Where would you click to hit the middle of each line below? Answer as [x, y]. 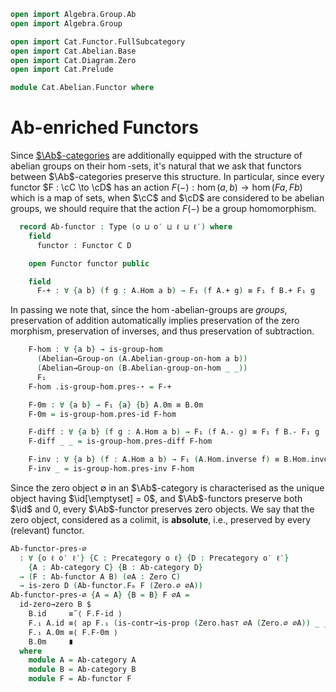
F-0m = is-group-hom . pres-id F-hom [102, 414]
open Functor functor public [89, 263]
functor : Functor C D [84, 245]
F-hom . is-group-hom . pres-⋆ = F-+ [100, 386]
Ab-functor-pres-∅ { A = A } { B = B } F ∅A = [100, 595]
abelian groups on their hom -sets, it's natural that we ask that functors [156, 166]
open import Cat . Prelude [62, 70]
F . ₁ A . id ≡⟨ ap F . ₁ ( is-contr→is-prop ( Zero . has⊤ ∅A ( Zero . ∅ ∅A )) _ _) [180, 623]
